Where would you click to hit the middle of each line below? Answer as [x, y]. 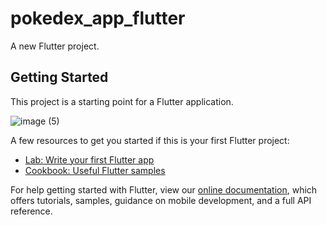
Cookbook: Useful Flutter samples [95, 170]
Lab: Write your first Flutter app [89, 159]
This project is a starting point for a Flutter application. [122, 101]
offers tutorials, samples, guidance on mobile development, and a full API [161, 200]
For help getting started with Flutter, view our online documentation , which [164, 189]
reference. [31, 211]
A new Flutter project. [55, 46]
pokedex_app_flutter [98, 18]
